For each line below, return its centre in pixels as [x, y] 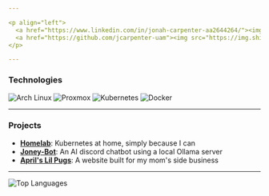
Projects [25, 126]
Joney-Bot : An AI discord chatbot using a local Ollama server [121, 151]
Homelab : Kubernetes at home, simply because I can [108, 143]
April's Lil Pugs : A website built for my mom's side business [119, 160]
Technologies [35, 80]
